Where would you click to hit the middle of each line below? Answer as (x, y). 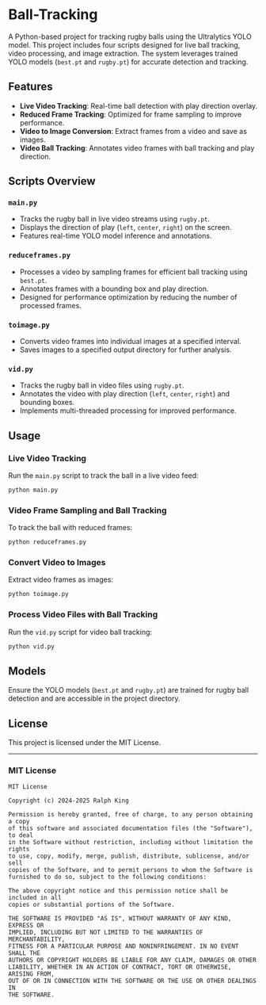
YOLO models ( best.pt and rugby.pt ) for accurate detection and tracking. (128, 62)
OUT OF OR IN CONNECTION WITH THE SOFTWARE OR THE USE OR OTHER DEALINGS (133, 981)
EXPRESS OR (26, 926)
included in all (35, 898)
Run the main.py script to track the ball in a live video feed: (104, 476)
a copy (19, 822)
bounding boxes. (47, 403)
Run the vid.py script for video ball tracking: (80, 632)
